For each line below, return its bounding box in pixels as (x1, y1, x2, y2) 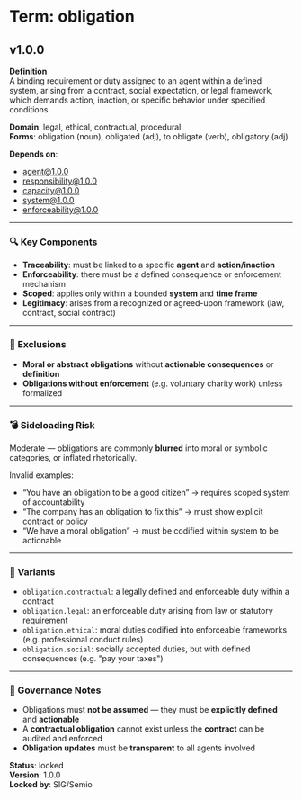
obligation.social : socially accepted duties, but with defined (22, 643, 251, 654)
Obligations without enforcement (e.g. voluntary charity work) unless (22, 378, 283, 389)
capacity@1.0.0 (22, 185, 80, 195)
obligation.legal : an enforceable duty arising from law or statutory (22, 606, 274, 616)
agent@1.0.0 (22, 166, 69, 176)
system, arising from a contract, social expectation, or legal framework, (9, 85, 274, 95)
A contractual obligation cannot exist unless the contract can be (22, 723, 265, 734)
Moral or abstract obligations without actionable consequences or (22, 358, 274, 370)
